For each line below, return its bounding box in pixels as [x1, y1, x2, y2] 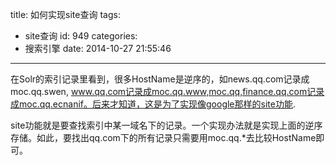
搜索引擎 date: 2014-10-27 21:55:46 [24, 43, 172, 54]
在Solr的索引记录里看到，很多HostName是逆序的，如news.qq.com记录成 [10, 73, 310, 85]
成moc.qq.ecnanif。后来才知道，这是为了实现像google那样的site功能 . [10, 98, 296, 110]
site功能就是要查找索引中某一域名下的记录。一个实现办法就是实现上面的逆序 [10, 119, 323, 131]
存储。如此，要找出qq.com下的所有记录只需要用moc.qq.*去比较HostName [10, 132, 317, 143]
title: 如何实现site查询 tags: [10, 9, 121, 20]
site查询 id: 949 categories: [24, 30, 138, 42]
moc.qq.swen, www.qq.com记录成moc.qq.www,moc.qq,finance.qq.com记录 [10, 86, 325, 97]
